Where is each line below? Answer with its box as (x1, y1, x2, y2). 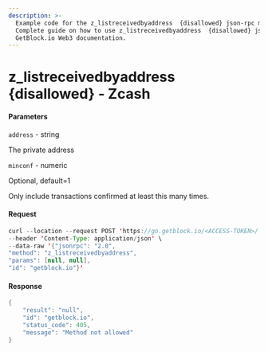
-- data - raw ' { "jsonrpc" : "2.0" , (8, 242, 116, 250)
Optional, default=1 (8, 176, 71, 185)
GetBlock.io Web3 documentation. (15, 33, 127, 42)
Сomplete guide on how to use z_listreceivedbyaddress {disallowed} (15, 26, 251, 34)
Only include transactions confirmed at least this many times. (8, 191, 210, 201)
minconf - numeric (8, 160, 68, 170)
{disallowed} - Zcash (8, 85, 151, 103)
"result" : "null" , (22, 306, 84, 314)
